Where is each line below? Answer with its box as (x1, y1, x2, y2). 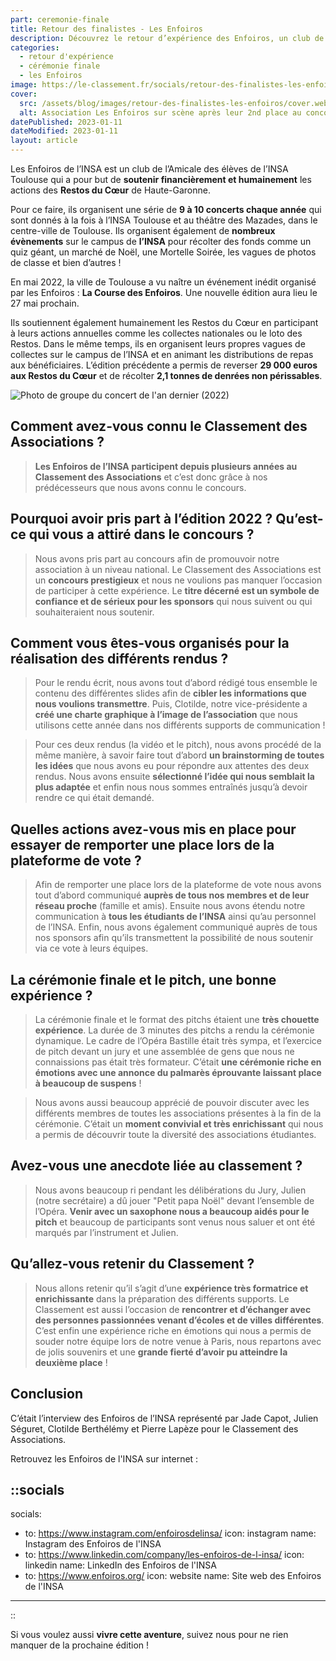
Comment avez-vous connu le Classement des (10, 418, 308, 435)
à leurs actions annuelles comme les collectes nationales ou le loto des (10, 327, 303, 339)
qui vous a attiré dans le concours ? (28, 526, 255, 543)
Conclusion (10, 1386, 84, 1403)
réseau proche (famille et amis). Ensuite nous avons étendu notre (34, 900, 306, 912)
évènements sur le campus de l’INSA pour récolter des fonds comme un (10, 236, 312, 247)
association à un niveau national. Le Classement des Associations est (34, 563, 322, 575)
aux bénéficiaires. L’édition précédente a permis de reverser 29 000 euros (10, 359, 318, 371)
